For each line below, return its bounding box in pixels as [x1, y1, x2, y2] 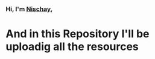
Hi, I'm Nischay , [5, 5, 53, 13]
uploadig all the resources [5, 40, 139, 54]
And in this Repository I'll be [5, 27, 150, 41]
